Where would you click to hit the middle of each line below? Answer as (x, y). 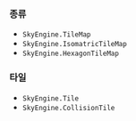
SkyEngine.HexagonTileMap (70, 54)
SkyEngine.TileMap (56, 35)
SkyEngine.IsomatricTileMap (74, 44)
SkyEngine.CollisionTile (68, 108)
